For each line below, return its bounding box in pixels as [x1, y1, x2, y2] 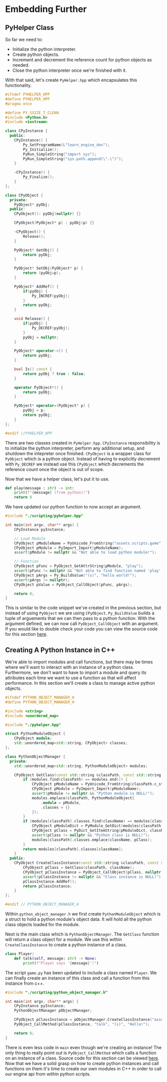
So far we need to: [5, 36, 43, 42]
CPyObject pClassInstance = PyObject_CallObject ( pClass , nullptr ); [23, 870, 166, 875]
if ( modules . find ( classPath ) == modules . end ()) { [23, 777, 128, 782]
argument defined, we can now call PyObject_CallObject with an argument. [5, 620, 159, 626]
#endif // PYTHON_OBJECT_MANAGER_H [5, 902, 79, 907]
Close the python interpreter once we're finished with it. [12, 67, 127, 73]
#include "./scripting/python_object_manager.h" [5, 990, 108, 995]
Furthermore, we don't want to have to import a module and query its [5, 669, 147, 676]
